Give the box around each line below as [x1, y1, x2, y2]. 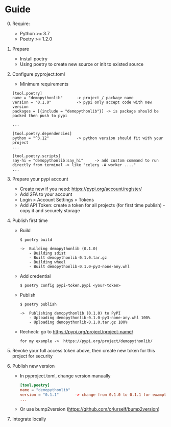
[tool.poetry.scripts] [12, 153, 61, 159]
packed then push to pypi [12, 113, 67, 118]
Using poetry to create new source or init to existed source [19, 61, 144, 67]
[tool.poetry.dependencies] [12, 131, 72, 136]
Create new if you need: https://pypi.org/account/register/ [19, 186, 142, 192]
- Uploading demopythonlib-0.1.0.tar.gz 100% [29, 320, 128, 325]
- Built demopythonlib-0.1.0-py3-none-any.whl [29, 264, 130, 269]
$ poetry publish [19, 302, 57, 307]
